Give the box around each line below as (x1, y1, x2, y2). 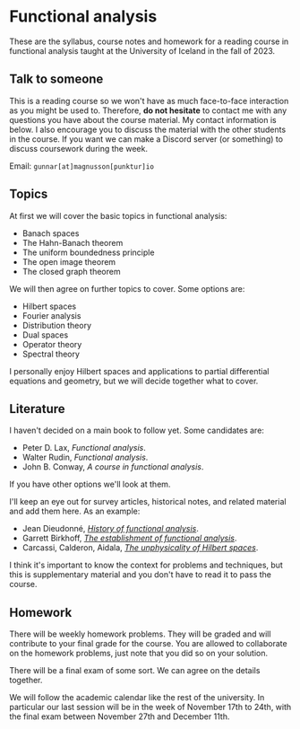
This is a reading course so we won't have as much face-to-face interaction (9, 95, 289, 106)
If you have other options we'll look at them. (9, 479, 171, 490)
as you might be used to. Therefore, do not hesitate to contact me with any (9, 105, 287, 116)
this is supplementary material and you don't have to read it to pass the (9, 569, 271, 580)
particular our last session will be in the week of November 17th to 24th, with (9, 702, 292, 713)
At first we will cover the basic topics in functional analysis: (9, 210, 227, 221)
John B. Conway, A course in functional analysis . (21, 461, 204, 472)
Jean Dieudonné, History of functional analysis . (21, 523, 200, 534)
